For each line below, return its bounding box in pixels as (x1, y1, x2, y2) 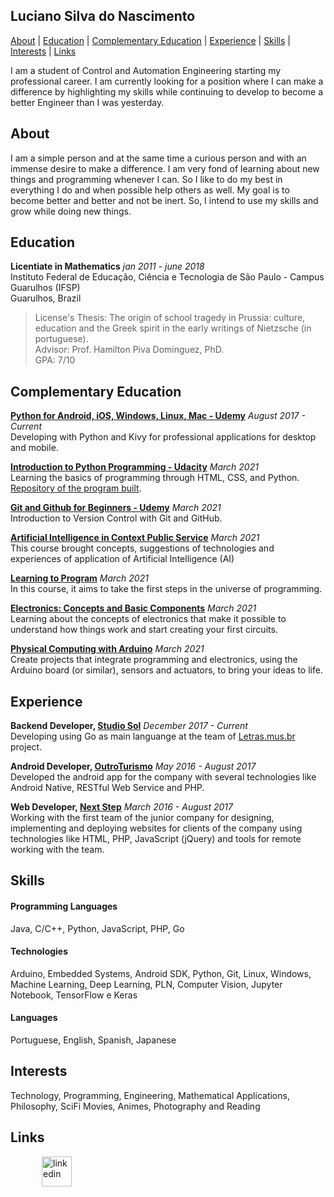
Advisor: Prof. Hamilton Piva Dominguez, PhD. (34, 344, 225, 356)
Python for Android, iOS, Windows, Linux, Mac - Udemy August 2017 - (10, 410, 306, 422)
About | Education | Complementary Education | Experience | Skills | (10, 34, 291, 46)
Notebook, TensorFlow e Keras (10, 989, 138, 1001)
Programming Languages (10, 900, 118, 913)
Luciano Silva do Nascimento (10, 8, 196, 25)
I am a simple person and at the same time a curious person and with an (10, 152, 307, 164)
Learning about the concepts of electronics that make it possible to (10, 613, 287, 625)
